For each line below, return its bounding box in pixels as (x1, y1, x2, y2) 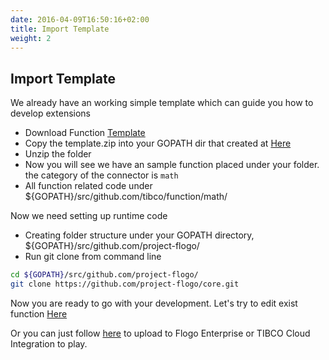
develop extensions (10, 107, 91, 120)
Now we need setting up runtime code (10, 210, 168, 222)
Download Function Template (24, 127, 146, 139)
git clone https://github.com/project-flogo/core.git (10, 279, 240, 290)
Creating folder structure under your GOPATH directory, (24, 229, 255, 241)
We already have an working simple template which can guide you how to (10, 97, 314, 109)
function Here (10, 307, 68, 320)
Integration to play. (10, 337, 88, 350)
